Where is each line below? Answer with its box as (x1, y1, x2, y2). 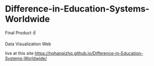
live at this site (5, 50, 34, 56)
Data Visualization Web (5, 41, 51, 47)
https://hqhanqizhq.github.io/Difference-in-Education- (34, 50, 143, 56)
